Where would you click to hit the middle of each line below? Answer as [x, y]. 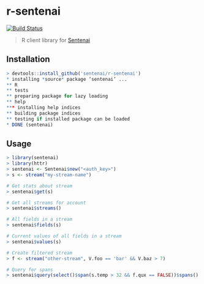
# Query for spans [30, 270]
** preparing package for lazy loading [57, 96]
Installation [28, 59]
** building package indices [43, 113]
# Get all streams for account [46, 203]
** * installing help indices [43, 108]
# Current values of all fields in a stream [64, 236]
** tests [17, 91]
